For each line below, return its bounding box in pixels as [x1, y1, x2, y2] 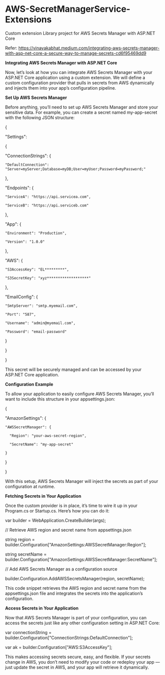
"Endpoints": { [5, 185, 34, 191]
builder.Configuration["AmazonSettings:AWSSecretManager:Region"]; [5, 541, 146, 547]
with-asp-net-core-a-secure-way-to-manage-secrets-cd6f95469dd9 [5, 50, 146, 56]
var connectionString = [5, 629, 52, 635]
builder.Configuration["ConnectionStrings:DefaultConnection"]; [5, 635, 133, 641]
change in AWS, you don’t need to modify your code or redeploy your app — [5, 659, 160, 665]
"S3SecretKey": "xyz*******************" [5, 275, 91, 280]
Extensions [5, 14, 52, 25]
